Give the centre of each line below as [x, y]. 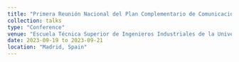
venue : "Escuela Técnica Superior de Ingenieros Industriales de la [111, 34]
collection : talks [34, 21]
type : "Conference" [36, 27]
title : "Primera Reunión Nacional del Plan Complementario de [101, 14]
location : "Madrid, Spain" [47, 47]
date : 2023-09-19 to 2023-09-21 [55, 41]
